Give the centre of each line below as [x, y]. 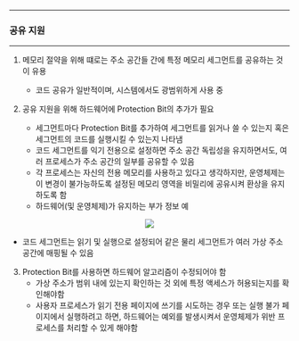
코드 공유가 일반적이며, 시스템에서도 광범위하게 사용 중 [129, 90]
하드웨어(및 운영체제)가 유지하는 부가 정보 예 [112, 206]
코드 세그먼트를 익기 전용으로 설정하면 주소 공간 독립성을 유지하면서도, [157, 150]
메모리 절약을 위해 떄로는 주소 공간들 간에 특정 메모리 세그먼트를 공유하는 [148, 60]
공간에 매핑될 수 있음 [58, 253]
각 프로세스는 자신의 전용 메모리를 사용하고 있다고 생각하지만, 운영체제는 [160, 173]
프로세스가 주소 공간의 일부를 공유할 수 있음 [120, 162]
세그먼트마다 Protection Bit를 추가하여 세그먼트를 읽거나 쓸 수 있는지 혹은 [162, 128]
